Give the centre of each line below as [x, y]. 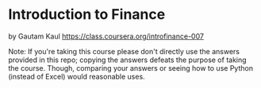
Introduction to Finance [87, 15]
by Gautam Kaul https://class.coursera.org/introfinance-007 [106, 36]
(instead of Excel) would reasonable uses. [77, 76]
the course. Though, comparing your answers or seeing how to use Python [131, 68]
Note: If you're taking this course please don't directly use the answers [124, 51]
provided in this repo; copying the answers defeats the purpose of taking [128, 60]
